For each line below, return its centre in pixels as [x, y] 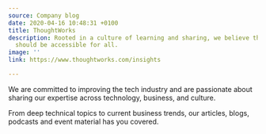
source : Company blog [44, 15]
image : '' [25, 52]
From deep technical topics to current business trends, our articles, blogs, [129, 113]
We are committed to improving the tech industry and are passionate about [131, 89]
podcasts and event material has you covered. [84, 121]
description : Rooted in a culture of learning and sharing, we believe [129, 38]
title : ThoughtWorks [42, 30]
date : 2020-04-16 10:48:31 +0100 [63, 23]
